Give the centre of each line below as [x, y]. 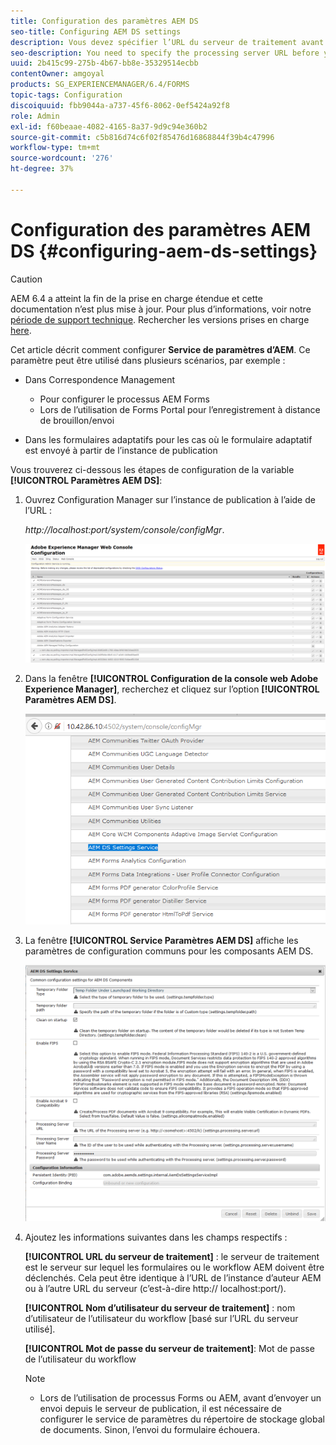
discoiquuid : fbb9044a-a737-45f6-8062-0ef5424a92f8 [120, 105]
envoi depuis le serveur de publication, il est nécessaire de [160, 1409]
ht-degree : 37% [42, 169]
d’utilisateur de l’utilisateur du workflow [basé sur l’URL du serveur [161, 1319]
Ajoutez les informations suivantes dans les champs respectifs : [156, 1237]
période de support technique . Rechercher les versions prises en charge [160, 319]
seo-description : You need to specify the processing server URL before [165, 53]
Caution [26, 279]
